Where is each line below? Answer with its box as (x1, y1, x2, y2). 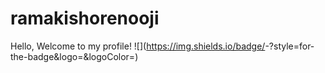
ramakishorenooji (10, 7, 160, 30)
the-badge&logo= (10, 50, 84, 62)
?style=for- (268, 40, 315, 52)
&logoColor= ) (83, 50, 139, 62)
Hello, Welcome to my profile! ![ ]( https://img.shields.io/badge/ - (10, 40, 270, 52)
